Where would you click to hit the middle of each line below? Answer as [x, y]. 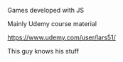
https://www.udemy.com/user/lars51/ [61, 37]
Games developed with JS [46, 10]
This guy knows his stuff [43, 51]
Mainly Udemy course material [52, 24]
